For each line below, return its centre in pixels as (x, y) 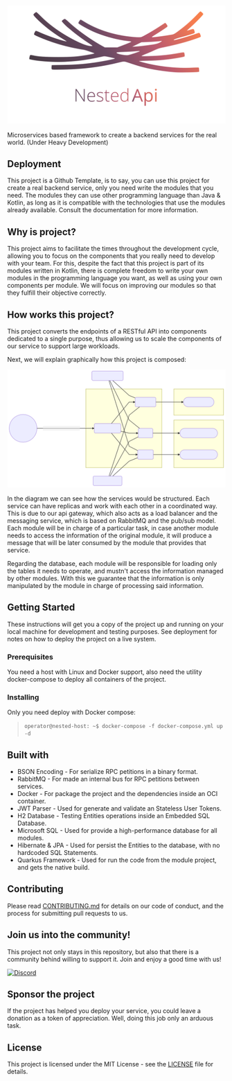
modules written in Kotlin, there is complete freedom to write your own (108, 271)
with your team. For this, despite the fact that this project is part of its (106, 263)
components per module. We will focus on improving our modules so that (111, 286)
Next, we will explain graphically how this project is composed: (97, 360)
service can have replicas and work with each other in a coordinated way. (112, 505)
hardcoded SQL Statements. (57, 853)
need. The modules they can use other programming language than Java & (114, 196)
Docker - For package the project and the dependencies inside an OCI (117, 794)
